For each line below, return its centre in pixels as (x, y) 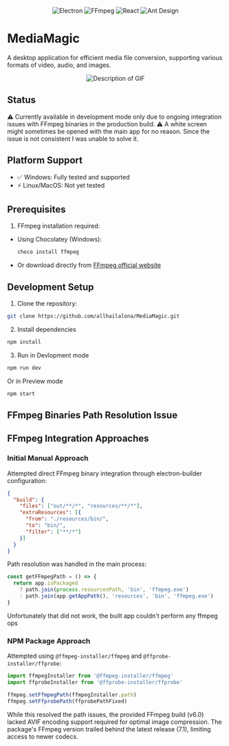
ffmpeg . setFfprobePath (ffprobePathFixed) (67, 701)
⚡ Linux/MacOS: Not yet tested (61, 185)
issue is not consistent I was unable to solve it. (73, 139)
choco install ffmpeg (48, 252)
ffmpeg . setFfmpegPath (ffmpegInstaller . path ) (72, 695)
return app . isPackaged (46, 583)
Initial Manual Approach (48, 458)
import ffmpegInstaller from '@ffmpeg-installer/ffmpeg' (90, 676)
